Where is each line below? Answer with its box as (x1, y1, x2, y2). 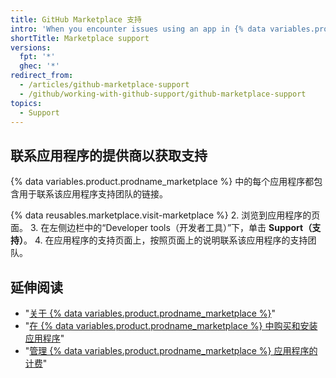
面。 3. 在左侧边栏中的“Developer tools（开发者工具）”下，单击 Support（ (10, 222, 313, 234)
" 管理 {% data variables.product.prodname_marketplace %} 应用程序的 (24, 345, 318, 356)
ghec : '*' (19, 61, 60, 71)
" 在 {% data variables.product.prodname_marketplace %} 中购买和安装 (24, 320, 318, 331)
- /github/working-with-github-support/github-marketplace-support (19, 89, 307, 99)
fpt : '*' (19, 52, 56, 62)
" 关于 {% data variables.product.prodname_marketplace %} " (24, 307, 277, 319)
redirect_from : (10, 71, 74, 81)
